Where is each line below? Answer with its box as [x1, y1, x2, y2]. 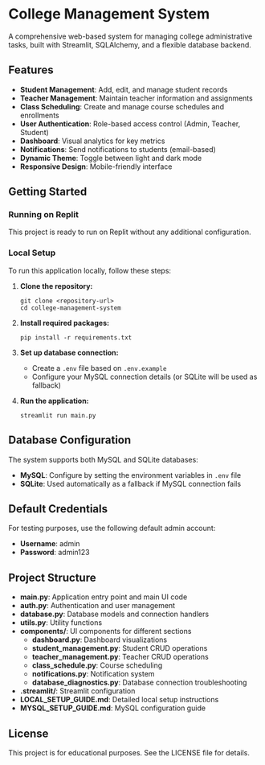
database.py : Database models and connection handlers [19, 609, 210, 619]
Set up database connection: [19, 348, 119, 357]
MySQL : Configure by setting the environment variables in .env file [19, 470, 242, 479]
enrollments [19, 110, 59, 120]
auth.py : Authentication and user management [19, 601, 175, 611]
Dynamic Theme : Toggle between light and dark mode [19, 153, 202, 162]
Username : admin [19, 539, 80, 549]
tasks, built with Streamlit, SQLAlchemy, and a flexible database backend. [8, 39, 251, 49]
